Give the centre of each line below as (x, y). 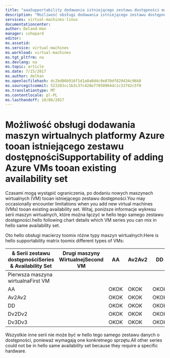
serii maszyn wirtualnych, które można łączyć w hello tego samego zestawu (84, 215)
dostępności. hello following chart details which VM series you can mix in (81, 220)
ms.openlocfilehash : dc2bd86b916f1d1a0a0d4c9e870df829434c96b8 (73, 81)
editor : (13, 39)
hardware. (16, 351)
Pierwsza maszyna (30, 275)
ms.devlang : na (21, 62)
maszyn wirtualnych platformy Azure (85, 136)
